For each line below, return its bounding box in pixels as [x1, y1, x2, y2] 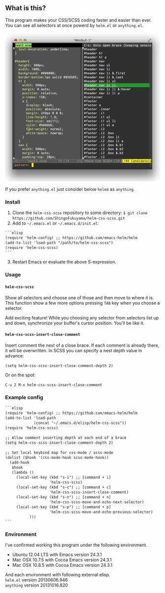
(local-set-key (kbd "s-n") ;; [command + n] [16, 495, 111, 500]
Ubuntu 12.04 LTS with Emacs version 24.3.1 [12, 551, 102, 558]
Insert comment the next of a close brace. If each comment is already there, [5, 342, 160, 348]
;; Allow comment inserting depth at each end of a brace [5, 435, 127, 441]
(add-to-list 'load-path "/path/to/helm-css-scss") [5, 240, 113, 245]
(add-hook [9, 460, 30, 465]
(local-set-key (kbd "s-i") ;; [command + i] [16, 475, 111, 480]
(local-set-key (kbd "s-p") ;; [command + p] [16, 504, 111, 510]
